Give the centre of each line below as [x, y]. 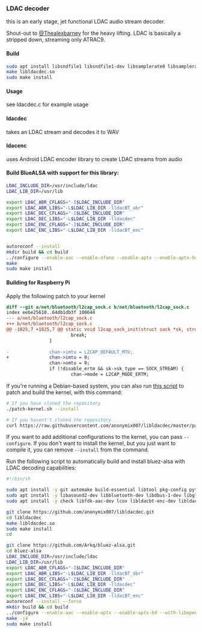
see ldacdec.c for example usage [47, 104]
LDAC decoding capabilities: [41, 468]
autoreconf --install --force [44, 602]
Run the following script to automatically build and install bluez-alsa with [96, 461]
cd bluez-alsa [24, 551]
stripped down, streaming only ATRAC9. [56, 40]
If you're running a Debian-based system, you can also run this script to [95, 386]
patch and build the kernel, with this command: [64, 392]
